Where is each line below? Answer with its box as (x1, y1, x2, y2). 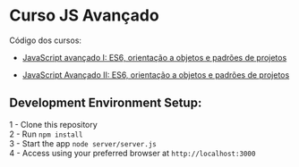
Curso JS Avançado (9, 5, 159, 26)
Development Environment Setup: (9, 96, 202, 111)
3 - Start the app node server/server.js (9, 138, 157, 148)
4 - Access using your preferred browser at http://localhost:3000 (9, 147, 256, 158)
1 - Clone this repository (9, 119, 98, 129)
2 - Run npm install (9, 129, 83, 139)
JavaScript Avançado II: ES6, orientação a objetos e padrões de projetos (21, 69, 290, 80)
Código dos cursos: (9, 35, 82, 46)
